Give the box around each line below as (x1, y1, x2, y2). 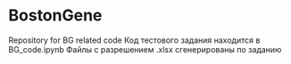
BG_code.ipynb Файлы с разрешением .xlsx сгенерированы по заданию (8, 44, 282, 54)
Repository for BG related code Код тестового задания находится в (8, 35, 261, 45)
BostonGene (8, 5, 103, 26)
